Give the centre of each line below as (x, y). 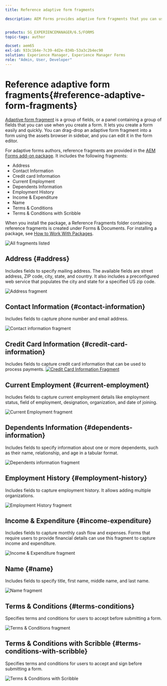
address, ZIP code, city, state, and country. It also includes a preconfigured (82, 276)
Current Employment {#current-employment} (77, 385)
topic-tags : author (25, 37)
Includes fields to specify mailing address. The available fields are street (79, 271)
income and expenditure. (31, 543)
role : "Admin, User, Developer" (39, 60)
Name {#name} (29, 569)
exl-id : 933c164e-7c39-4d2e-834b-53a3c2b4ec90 (54, 50)
